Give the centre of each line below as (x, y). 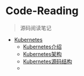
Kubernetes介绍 (42, 47)
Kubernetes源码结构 (47, 61)
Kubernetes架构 (42, 54)
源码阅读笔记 (35, 28)
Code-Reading (42, 11)
